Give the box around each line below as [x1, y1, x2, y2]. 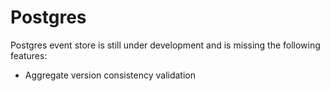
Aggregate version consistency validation [24, 69, 196, 81]
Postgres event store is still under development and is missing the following [10, 39, 321, 51]
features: [10, 49, 48, 61]
